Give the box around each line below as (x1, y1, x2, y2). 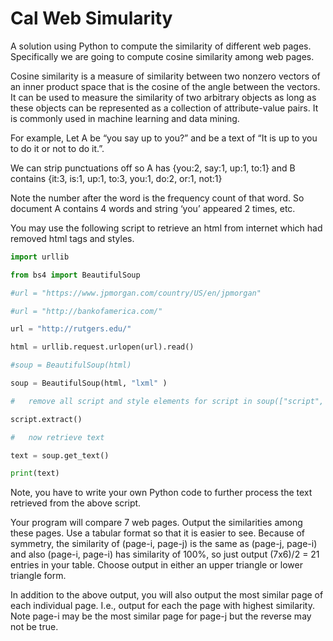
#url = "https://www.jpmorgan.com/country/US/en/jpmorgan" (10, 288, 262, 298)
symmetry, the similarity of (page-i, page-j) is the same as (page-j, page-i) (10, 538, 318, 550)
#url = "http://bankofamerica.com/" (10, 306, 163, 316)
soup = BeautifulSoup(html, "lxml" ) (10, 378, 168, 389)
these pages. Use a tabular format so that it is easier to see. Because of (10, 527, 306, 539)
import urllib (10, 252, 70, 262)
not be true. (10, 621, 59, 633)
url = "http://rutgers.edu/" (10, 324, 132, 334)
